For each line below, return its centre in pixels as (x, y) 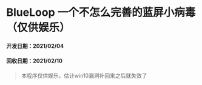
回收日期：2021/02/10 (34, 61)
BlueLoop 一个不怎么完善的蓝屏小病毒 (101, 12)
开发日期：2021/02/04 (35, 46)
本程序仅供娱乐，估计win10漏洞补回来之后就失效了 (84, 75)
